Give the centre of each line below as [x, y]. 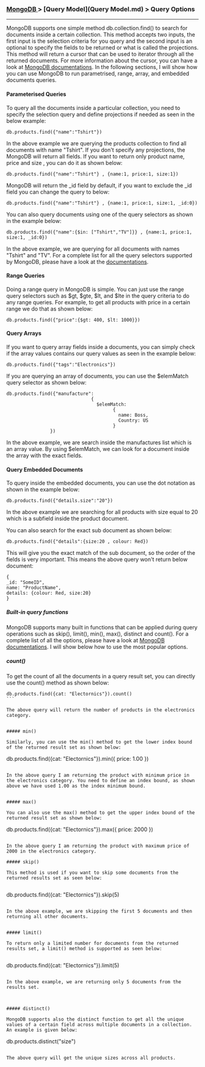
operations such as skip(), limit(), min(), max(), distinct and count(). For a [98, 634]
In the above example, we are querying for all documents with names [93, 249]
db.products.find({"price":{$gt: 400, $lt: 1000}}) [73, 320]
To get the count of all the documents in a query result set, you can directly [101, 676]
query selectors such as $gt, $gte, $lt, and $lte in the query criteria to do [98, 296]
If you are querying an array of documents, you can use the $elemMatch [98, 376]
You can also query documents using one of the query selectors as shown [100, 214]
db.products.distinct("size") [41, 1041]
